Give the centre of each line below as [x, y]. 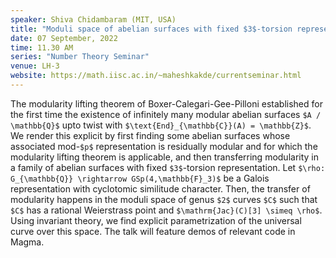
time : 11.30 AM [42, 47]
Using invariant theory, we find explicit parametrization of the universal [156, 220]
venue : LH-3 [35, 66]
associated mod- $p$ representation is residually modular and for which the [164, 146]
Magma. [27, 242]
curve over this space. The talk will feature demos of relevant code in [153, 231]
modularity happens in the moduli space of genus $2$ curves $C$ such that [164, 199]
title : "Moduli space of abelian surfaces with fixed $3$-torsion [151, 29]
